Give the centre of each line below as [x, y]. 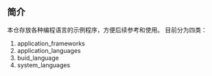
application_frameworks [51, 43]
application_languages [49, 50]
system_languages [44, 65]
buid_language [38, 58]
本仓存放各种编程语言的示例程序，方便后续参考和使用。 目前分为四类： [107, 30]
